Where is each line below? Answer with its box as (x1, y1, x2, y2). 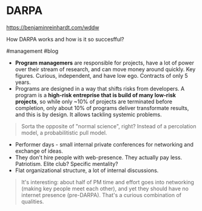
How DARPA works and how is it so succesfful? (6, 35, 124, 43)
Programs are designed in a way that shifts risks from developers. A (15, 85, 185, 92)
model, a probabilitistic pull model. (21, 129, 107, 136)
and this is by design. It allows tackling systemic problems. (15, 111, 162, 118)
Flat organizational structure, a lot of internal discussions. (15, 167, 159, 174)
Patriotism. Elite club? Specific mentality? (15, 160, 118, 167)
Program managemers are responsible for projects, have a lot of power (15, 59, 194, 66)
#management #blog (6, 47, 59, 55)
